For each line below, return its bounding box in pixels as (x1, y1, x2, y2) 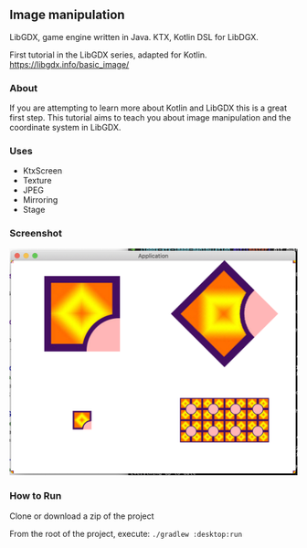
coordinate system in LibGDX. (9, 122, 122, 133)
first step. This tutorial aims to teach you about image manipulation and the (9, 112, 291, 123)
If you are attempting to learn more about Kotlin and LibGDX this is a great (9, 102, 288, 113)
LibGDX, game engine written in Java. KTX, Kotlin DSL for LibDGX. (9, 31, 259, 42)
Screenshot (9, 227, 62, 240)
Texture (22, 175, 52, 186)
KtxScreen (22, 165, 63, 176)
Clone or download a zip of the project (9, 511, 154, 522)
